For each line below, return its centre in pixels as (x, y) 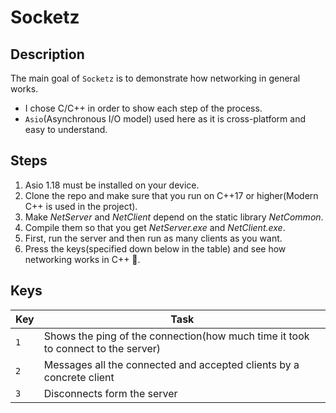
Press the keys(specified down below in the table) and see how (155, 248)
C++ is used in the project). (81, 206)
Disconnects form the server (110, 393)
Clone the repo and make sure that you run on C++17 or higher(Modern (171, 195)
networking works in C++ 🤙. (82, 259)
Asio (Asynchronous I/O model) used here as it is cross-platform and (165, 119)
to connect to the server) (102, 348)
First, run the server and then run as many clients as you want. (153, 238)
